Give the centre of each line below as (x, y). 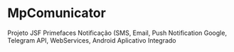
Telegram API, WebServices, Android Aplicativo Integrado (92, 40)
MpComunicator (57, 13)
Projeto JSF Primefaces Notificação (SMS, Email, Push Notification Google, (117, 33)
